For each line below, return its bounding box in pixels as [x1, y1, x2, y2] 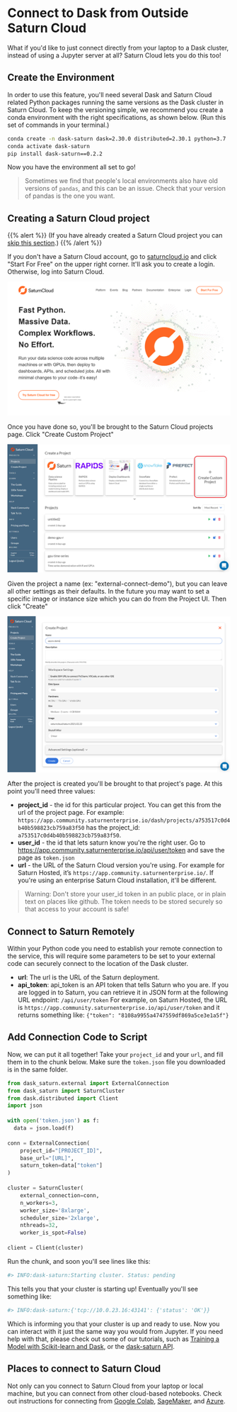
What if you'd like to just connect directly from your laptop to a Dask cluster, [7, 43, 229, 52]
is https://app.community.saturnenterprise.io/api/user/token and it [17, 1004, 220, 1012]
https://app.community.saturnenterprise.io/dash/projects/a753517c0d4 [17, 817, 231, 824]
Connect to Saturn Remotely [7, 925, 135, 938]
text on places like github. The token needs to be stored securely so [24, 897, 223, 906]
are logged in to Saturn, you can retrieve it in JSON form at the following [17, 988, 229, 997]
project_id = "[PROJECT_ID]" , [20, 1147, 103, 1154]
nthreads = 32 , [20, 1222, 59, 1229]
